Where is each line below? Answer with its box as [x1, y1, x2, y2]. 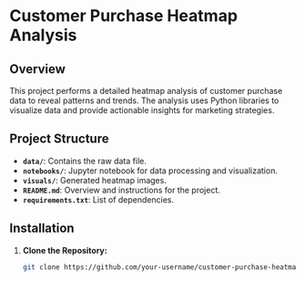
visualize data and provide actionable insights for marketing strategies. [9, 105, 275, 115]
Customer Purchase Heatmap [9, 5, 239, 26]
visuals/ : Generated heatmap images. [22, 174, 167, 185]
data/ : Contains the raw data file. [22, 155, 147, 166]
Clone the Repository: [22, 245, 107, 255]
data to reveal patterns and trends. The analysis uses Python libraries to [9, 95, 280, 106]
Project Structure [9, 131, 109, 147]
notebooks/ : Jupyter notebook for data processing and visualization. [22, 165, 278, 176]
